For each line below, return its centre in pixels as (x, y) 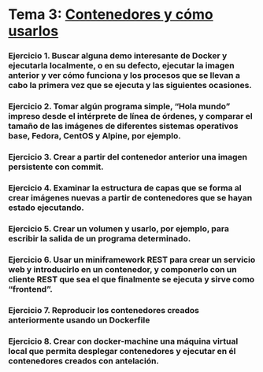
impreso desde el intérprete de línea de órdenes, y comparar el (131, 116)
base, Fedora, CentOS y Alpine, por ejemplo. (94, 136)
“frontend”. (30, 289)
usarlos (33, 31)
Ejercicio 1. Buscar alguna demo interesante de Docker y (118, 56)
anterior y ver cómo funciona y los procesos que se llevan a (124, 76)
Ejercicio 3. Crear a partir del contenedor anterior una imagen (128, 157)
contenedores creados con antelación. (84, 361)
